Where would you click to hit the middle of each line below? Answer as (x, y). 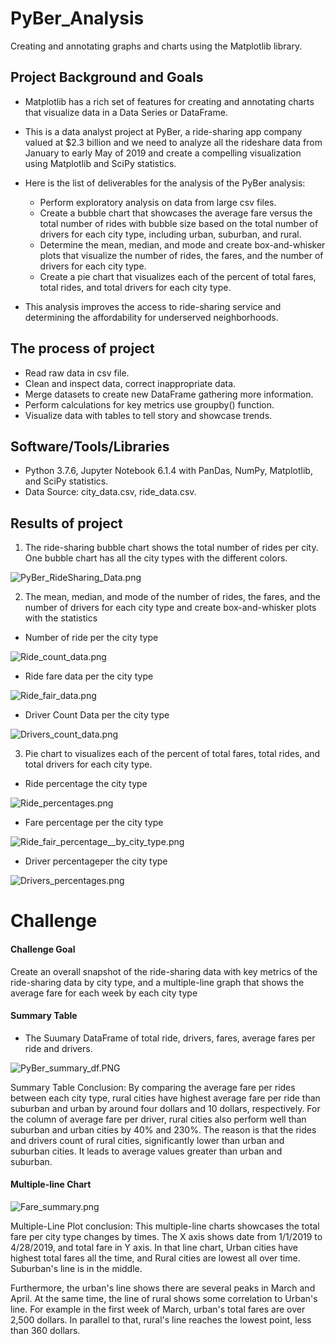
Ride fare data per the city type (89, 676)
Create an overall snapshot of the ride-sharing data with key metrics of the (164, 971)
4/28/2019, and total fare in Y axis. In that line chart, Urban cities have (154, 1247)
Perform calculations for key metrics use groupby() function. (149, 404)
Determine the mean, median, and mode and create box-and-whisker (182, 244)
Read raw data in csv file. (77, 373)
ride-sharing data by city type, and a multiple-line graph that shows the (157, 982)
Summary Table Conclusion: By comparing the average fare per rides (153, 1087)
